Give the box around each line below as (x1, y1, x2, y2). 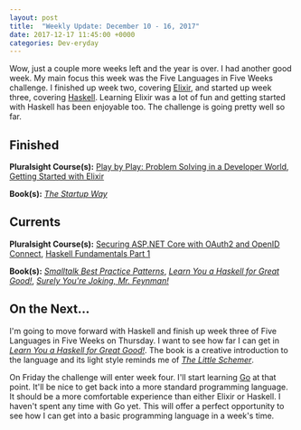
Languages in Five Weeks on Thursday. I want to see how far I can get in (9, 335, 280, 346)
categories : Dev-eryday (9, 38, 99, 48)
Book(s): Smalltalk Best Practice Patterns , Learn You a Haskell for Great (9, 266, 280, 276)
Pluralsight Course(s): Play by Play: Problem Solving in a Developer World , (9, 162, 289, 173)
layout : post (9, 13, 59, 23)
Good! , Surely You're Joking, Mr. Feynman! (9, 275, 169, 285)
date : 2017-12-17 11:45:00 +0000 (9, 30, 136, 39)
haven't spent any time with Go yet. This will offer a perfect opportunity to (9, 400, 285, 411)
